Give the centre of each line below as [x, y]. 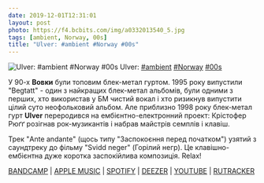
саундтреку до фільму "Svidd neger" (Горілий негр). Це [101, 148]
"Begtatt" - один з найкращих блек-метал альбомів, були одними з [121, 90]
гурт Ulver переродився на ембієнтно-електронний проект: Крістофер [127, 115]
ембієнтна [26, 156]
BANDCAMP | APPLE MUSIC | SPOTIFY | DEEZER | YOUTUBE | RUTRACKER [132, 171]
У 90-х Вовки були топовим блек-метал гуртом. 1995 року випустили [125, 82]
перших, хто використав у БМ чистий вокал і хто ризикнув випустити [125, 99]
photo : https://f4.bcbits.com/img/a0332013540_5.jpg [97, 30]
